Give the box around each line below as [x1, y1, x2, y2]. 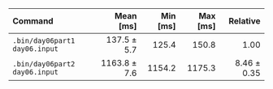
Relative [228, 15, 261, 27]
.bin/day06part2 [12, 60, 76, 68]
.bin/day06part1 [12, 36, 76, 45]
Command [12, 15, 54, 27]
